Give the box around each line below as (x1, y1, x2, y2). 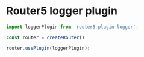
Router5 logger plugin (6, 4, 117, 18)
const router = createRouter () (6, 34, 85, 40)
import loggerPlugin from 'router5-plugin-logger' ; (6, 24, 139, 30)
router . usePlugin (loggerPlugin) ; (6, 45, 90, 51)
